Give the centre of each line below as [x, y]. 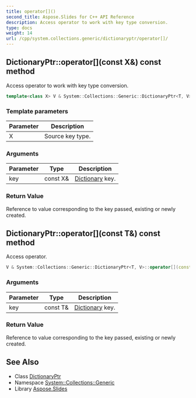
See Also [22, 362]
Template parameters [37, 111]
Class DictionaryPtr [38, 376]
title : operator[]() [31, 11]
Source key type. [67, 136]
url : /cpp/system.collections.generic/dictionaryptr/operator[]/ [87, 39]
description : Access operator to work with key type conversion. [87, 22]
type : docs [19, 28]
